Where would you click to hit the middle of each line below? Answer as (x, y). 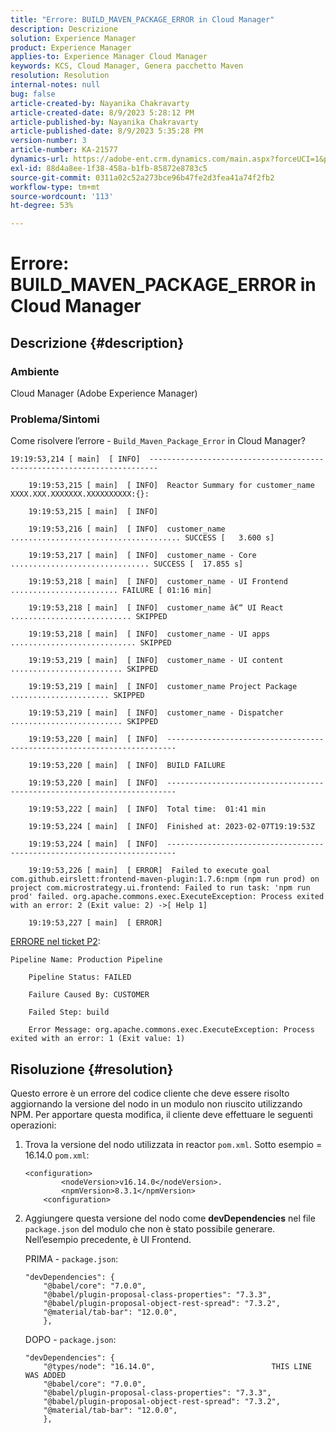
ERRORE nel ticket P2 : (55, 942)
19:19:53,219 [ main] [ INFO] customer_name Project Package (163, 687)
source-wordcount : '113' (62, 196)
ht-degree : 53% (42, 206)
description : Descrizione (64, 29)
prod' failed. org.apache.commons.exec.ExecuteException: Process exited (167, 897)
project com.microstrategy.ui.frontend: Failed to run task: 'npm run (160, 888)
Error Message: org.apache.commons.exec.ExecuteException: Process (171, 1030)
